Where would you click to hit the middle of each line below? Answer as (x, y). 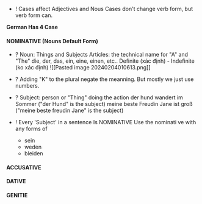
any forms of (31, 129)
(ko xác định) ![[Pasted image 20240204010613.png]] (83, 68)
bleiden (34, 153)
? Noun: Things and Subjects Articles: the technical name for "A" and (101, 55)
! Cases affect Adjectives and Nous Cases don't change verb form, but (104, 9)
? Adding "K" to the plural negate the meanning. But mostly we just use (104, 79)
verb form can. (34, 15)
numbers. (27, 86)
